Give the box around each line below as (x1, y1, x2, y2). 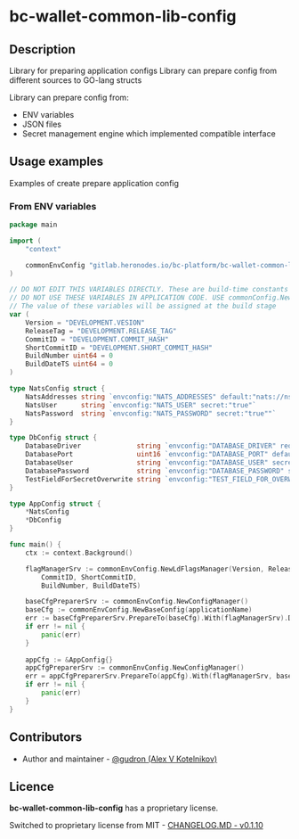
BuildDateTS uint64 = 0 (25, 359, 114, 369)
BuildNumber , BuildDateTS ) (41, 581, 141, 590)
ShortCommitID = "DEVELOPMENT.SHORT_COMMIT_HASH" (25, 343, 214, 352)
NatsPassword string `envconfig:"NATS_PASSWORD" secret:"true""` (25, 408, 277, 418)
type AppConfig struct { (9, 499, 101, 508)
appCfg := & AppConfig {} (25, 655, 114, 664)
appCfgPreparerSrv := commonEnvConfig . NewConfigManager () (25, 663, 245, 672)
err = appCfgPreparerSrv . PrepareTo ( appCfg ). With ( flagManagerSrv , (25, 671, 273, 681)
